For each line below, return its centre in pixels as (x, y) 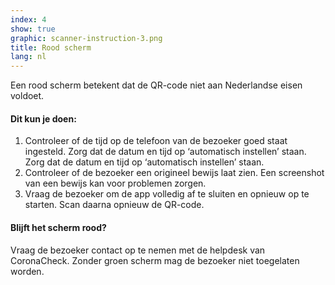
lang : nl (28, 57)
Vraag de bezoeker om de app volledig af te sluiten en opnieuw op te (167, 194)
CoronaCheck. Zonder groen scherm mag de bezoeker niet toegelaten (155, 260)
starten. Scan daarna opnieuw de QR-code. (114, 205)
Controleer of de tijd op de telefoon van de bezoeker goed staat (156, 141)
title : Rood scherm (51, 47)
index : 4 (28, 19)
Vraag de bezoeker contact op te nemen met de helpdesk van (138, 250)
